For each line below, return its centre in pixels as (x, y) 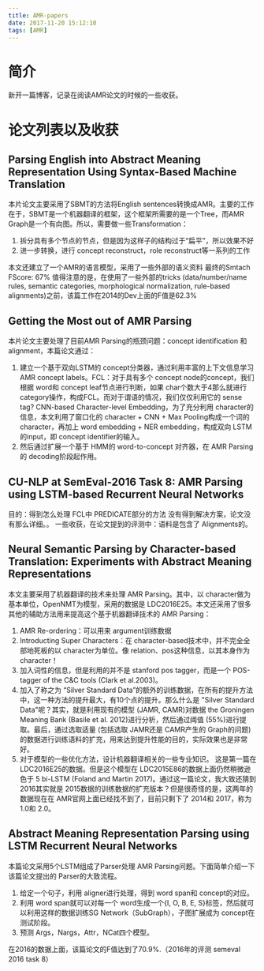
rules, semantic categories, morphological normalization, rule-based (119, 286)
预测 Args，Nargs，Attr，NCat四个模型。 (86, 932)
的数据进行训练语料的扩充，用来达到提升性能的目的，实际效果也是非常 (134, 739)
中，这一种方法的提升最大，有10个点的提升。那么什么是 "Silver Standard (137, 699)
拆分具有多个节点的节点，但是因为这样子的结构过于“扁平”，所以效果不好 (137, 241)
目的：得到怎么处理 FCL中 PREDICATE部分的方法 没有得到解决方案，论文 (126, 514)
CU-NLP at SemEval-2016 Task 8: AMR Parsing (126, 482)
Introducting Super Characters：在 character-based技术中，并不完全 (132, 640)
